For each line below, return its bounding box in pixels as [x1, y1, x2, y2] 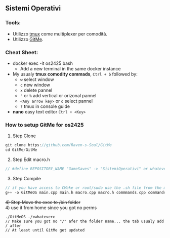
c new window [20, 82, 51, 88]
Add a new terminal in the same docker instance [20, 65, 121, 71]
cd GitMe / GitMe [5, 147, 37, 152]
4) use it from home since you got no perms [5, 205, 97, 211]
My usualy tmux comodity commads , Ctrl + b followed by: [12, 71, 138, 77]
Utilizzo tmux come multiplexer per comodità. [12, 30, 108, 37]
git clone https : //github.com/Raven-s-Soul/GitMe [5, 143, 112, 148]
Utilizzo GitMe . [12, 36, 44, 42]
